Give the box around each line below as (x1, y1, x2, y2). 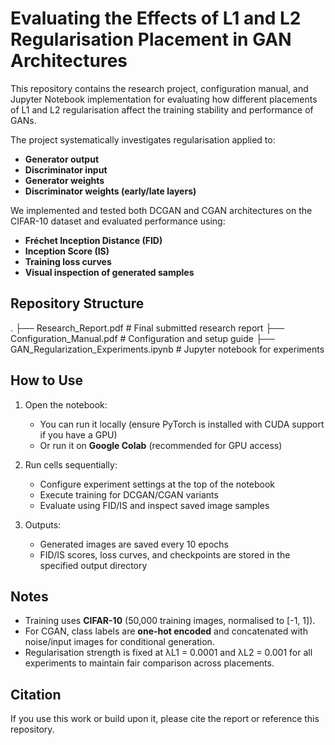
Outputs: (24, 518, 62, 531)
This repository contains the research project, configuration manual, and (10, 82, 309, 94)
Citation (10, 686, 62, 703)
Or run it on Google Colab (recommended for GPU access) (39, 439, 283, 451)
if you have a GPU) (39, 428, 118, 441)
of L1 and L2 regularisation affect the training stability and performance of (10, 103, 314, 116)
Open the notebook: (24, 398, 108, 411)
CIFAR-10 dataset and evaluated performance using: (10, 215, 226, 227)
